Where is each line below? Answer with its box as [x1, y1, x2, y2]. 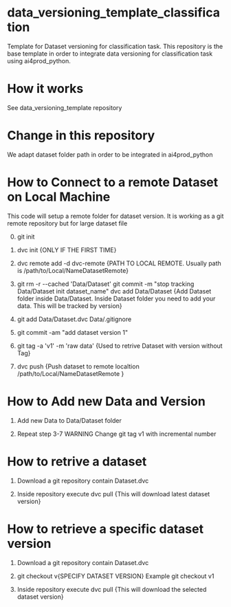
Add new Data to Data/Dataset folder [16, 416, 122, 424]
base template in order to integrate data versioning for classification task [7, 49, 213, 58]
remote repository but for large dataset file [7, 219, 128, 228]
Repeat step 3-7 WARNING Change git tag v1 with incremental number [16, 430, 217, 438]
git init [16, 232, 35, 241]
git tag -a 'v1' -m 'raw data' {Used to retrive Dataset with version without [16, 342, 223, 350]
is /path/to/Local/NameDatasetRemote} [16, 266, 129, 274]
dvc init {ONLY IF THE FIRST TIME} [16, 245, 117, 254]
